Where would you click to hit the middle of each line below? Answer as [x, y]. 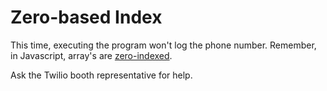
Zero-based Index [86, 17]
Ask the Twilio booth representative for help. [101, 75]
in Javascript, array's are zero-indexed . [91, 55]
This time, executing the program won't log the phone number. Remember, [163, 45]
